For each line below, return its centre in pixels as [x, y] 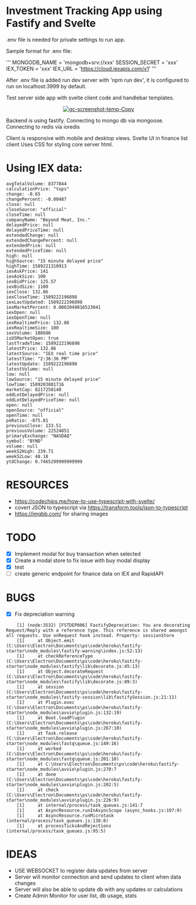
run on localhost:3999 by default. [46, 86]
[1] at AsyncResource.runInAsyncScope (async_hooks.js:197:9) [99, 810]
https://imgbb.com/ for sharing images [61, 513]
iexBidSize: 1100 [27, 286]
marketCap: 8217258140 [34, 389]
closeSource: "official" [36, 209]
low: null [18, 374]
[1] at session [40, 687]
